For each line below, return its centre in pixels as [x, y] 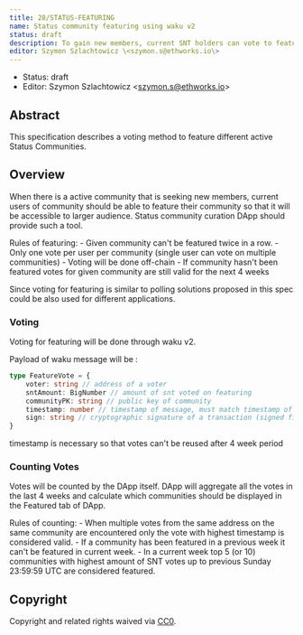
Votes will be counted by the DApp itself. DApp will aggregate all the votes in [151, 486]
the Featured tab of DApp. [58, 506]
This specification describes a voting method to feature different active [141, 136]
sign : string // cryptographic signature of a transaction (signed [155, 418]
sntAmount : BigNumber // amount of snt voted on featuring [139, 392]
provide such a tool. [46, 225]
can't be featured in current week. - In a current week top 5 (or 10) [133, 552]
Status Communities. [48, 146]
